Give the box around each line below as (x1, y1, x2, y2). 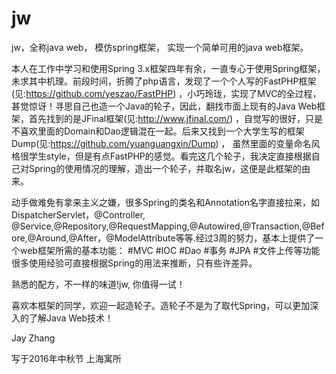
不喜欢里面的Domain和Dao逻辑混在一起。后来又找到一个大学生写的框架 (11, 125, 305, 137)
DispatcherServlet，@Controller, (11, 208, 146, 221)
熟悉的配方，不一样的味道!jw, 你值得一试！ (11, 278, 186, 290)
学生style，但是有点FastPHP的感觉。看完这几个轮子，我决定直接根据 (28, 150, 312, 162)
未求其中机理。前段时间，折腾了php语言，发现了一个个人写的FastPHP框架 (11, 75, 317, 87)
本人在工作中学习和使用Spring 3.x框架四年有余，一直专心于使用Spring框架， (11, 62, 326, 74)
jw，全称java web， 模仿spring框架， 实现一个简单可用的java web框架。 (11, 41, 309, 53)
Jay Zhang (11, 332, 56, 344)
